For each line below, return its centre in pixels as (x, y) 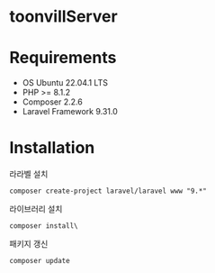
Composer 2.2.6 (52, 102)
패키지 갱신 (29, 244)
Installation (52, 148)
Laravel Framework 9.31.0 (70, 112)
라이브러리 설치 (36, 209)
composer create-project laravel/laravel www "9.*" (108, 191)
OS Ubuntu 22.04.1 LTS (65, 83)
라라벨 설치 (29, 174)
